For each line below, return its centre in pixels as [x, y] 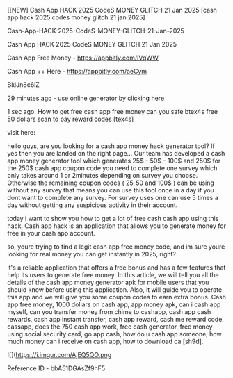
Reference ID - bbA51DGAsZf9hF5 [56, 368]
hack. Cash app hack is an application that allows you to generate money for [117, 226]
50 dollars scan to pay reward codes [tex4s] [71, 119]
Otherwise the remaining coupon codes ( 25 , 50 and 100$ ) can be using [111, 183]
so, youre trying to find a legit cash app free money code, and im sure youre [116, 247]
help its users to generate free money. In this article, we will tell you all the [113, 275]
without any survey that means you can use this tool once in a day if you [111, 190]
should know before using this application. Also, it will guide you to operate [115, 290]
